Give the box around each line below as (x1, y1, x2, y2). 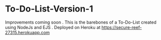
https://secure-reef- (101, 24, 142, 30)
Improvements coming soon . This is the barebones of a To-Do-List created (5, 19, 157, 25)
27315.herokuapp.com (5, 29, 50, 35)
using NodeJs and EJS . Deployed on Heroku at (5, 24, 101, 30)
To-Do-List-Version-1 (5, 3, 94, 14)
